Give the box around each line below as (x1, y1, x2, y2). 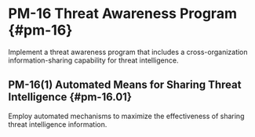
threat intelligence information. (8, 119, 107, 129)
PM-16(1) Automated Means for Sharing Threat (8, 78, 242, 92)
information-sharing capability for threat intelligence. (8, 56, 179, 65)
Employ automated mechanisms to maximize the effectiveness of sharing (8, 111, 245, 121)
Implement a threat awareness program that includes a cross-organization (8, 47, 249, 56)
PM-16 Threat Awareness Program (8, 5, 238, 23)
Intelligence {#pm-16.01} (8, 91, 132, 104)
